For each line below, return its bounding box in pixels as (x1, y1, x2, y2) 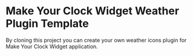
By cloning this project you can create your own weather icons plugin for (5, 36, 187, 43)
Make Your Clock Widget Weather (5, 4, 180, 18)
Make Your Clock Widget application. (5, 43, 98, 50)
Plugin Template (5, 17, 89, 30)
